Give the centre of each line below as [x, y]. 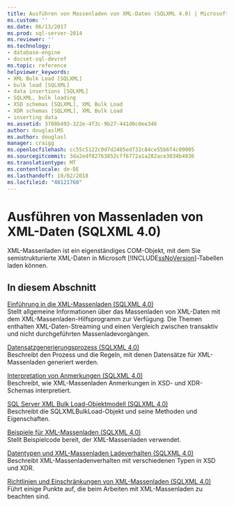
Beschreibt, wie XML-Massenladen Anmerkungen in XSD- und [96, 383]
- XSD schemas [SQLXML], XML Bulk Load [65, 105]
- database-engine [34, 53]
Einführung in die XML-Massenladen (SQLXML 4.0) [81, 305]
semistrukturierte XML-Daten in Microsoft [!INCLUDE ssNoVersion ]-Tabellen [116, 258]
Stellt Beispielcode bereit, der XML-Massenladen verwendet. [94, 440]
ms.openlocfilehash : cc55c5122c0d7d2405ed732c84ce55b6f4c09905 [101, 150]
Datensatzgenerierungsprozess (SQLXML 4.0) [73, 347]
